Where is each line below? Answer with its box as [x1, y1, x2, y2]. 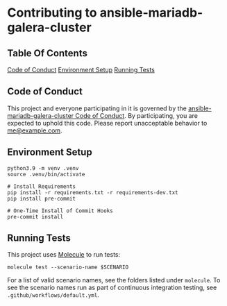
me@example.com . [7, 126, 62, 135]
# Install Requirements [7, 182, 76, 190]
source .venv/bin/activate [7, 171, 85, 178]
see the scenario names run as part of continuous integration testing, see [7, 283, 217, 292]
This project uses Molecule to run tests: [7, 250, 121, 259]
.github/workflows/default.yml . [7, 291, 99, 299]
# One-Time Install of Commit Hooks [7, 207, 113, 214]
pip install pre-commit [7, 195, 76, 202]
